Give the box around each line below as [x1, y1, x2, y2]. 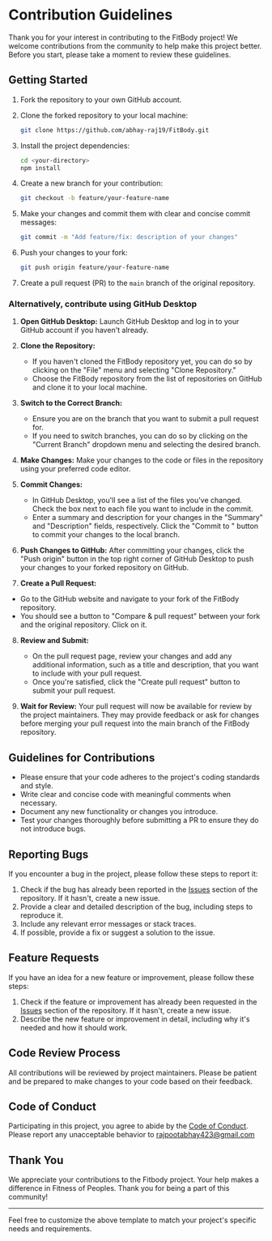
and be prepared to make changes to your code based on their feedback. [8, 1076, 253, 1086]
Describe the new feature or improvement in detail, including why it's [19, 1014, 250, 1024]
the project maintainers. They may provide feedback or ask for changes [19, 710, 260, 720]
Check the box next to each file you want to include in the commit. [32, 504, 253, 514]
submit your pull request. [32, 686, 116, 696]
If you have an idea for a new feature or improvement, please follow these [8, 972, 255, 982]
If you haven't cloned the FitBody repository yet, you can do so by [32, 356, 253, 366]
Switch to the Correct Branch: [19, 399, 123, 408]
